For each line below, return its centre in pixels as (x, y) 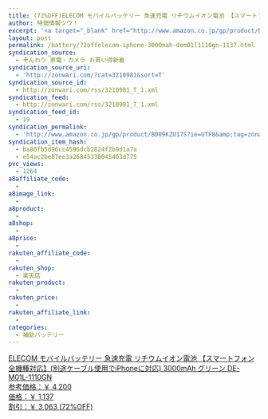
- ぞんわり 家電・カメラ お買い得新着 (70, 61)
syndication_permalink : (48, 127)
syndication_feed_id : (44, 113)
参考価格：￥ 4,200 (40, 387)
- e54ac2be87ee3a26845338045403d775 (76, 156)
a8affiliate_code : (39, 179)
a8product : (26, 208)
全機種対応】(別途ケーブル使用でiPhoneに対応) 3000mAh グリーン (117, 369)
